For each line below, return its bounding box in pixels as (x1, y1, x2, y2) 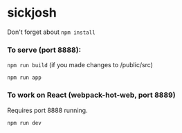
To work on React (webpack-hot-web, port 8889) (7, 90, 176, 100)
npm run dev (7, 119, 42, 126)
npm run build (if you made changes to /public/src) (7, 61, 154, 69)
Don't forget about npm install (7, 28, 95, 36)
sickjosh (7, 5, 57, 21)
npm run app (7, 74, 42, 81)
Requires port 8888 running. (7, 106, 88, 114)
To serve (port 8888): (7, 45, 82, 55)
